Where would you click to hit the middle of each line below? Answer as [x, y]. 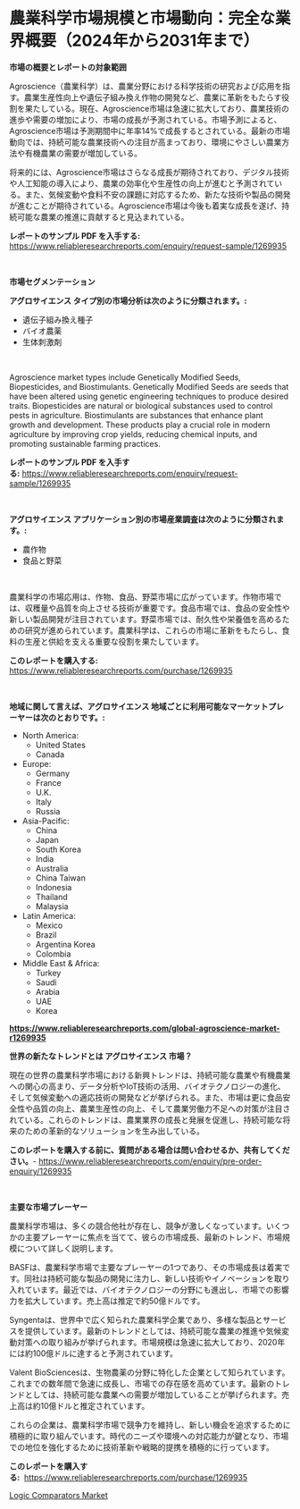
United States [61, 745]
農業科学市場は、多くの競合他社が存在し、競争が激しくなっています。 [137, 1226]
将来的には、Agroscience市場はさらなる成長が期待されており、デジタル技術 [150, 172]
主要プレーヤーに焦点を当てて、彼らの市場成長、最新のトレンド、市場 [154, 1237]
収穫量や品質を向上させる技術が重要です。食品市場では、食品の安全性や [157, 608]
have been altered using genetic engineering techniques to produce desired [149, 396]
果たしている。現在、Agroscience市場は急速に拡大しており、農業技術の [157, 108]
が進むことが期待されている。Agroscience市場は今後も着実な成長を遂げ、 [146, 206]
